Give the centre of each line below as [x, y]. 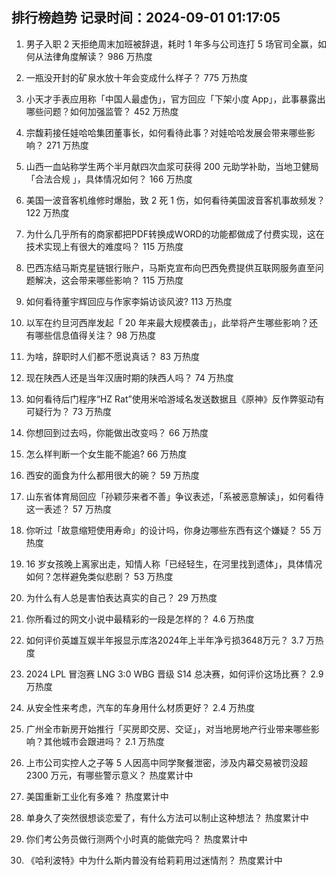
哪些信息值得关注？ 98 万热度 [95, 335]
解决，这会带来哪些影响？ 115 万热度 [109, 280]
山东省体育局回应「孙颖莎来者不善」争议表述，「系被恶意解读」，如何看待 [174, 496]
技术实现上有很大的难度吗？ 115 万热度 [104, 246]
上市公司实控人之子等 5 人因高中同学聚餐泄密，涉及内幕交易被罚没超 [166, 762]
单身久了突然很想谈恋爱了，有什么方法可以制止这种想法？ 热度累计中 [167, 817]
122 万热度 [47, 212]
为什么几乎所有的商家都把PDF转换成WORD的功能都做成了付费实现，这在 [175, 234]
